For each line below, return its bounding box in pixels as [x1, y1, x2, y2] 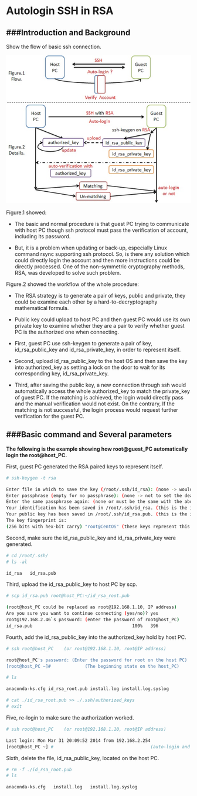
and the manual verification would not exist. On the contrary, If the [14, 400, 175, 407]
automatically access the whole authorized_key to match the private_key [14, 388, 191, 395]
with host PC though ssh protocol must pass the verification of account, [14, 227, 189, 234]
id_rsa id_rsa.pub [6, 570, 57, 576]
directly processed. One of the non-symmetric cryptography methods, [14, 263, 185, 270]
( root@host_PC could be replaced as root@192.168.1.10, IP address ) [6, 604, 177, 610]
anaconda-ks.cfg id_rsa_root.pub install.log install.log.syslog [6, 686, 169, 692]
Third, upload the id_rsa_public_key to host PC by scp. [6, 581, 138, 588]
